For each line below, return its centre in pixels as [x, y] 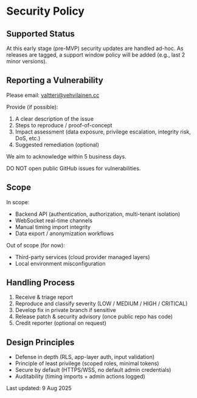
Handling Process [40, 283]
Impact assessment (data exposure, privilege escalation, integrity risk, [103, 132]
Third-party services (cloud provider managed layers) [82, 257]
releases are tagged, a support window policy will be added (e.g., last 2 [96, 55]
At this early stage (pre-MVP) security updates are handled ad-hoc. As [95, 48]
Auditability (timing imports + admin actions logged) [80, 377]
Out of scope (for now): [36, 245]
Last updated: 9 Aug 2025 [39, 388]
